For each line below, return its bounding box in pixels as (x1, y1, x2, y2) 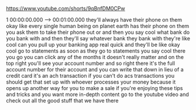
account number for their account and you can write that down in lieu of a (6, 66, 184, 73)
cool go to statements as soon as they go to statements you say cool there (6, 47, 186, 54)
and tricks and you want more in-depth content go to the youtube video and (6, 91, 189, 98)
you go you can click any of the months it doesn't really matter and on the (6, 54, 184, 60)
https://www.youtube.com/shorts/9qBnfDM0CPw (6, 5, 125, 12)
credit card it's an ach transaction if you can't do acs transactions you (6, 73, 174, 79)
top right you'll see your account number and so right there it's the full (6, 60, 176, 67)
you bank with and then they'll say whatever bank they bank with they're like (6, 35, 190, 42)
